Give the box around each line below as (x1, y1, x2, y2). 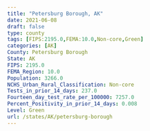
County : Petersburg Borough (7, 49, 88, 56)
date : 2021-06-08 (7, 17, 57, 24)
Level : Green (7, 107, 45, 114)
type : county (7, 29, 45, 37)
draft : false (7, 23, 45, 30)
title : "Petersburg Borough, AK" (7, 10, 104, 17)
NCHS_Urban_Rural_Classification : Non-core (7, 81, 135, 88)
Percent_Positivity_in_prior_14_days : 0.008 (7, 101, 138, 107)
